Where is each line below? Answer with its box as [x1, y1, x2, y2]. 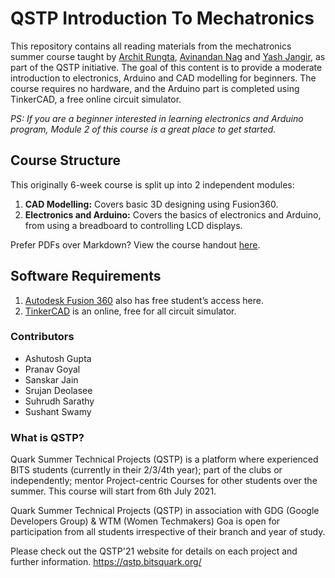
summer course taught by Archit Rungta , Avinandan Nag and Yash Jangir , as [10, 50, 326, 62]
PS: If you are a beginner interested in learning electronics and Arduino [10, 112, 304, 124]
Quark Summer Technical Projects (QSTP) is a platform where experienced [10, 453, 319, 466]
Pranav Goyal [24, 363, 81, 375]
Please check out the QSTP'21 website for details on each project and [10, 545, 298, 557]
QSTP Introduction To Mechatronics [10, 7, 315, 30]
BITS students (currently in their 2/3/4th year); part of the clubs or [10, 464, 283, 476]
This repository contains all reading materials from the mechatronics [10, 40, 292, 52]
